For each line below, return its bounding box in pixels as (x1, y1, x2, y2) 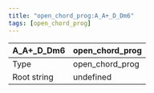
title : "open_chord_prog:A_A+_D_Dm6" (8, 11, 135, 20)
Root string (12, 71, 54, 83)
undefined (73, 71, 112, 83)
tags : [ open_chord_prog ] (8, 19, 91, 27)
